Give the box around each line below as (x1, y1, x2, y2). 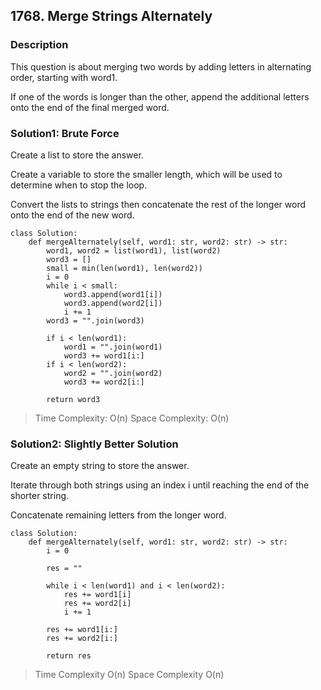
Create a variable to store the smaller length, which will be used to (10, 168, 283, 180)
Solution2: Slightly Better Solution (10, 437, 179, 451)
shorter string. (10, 490, 70, 502)
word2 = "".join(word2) (63, 368, 163, 378)
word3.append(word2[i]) (63, 298, 163, 308)
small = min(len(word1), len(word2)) (46, 263, 203, 273)
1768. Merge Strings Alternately (10, 8, 213, 25)
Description (10, 38, 69, 52)
